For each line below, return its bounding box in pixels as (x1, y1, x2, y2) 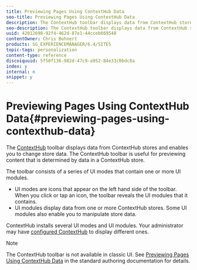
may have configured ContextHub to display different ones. (6, 228, 150, 235)
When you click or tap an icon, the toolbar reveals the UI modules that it (14, 192, 188, 199)
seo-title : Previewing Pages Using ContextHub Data (6, 14, 135, 20)
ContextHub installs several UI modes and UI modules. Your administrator (6, 222, 184, 229)
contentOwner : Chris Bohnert (6, 36, 77, 42)
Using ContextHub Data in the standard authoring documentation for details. (6, 257, 191, 265)
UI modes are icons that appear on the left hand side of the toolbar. (14, 186, 177, 193)
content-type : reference (6, 52, 67, 58)
